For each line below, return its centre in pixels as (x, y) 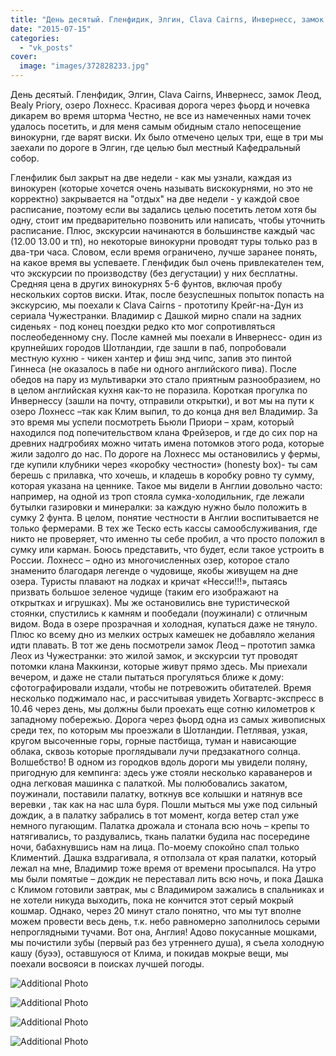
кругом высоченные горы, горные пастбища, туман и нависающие (153, 740)
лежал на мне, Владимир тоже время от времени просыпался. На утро (163, 868)
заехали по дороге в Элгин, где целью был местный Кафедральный (155, 147)
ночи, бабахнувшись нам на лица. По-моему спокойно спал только (155, 847)
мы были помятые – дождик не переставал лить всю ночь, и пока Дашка (167, 879)
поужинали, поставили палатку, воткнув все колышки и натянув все (156, 794)
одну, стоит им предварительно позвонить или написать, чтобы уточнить (168, 220)
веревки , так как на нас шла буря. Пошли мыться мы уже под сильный (164, 804)
